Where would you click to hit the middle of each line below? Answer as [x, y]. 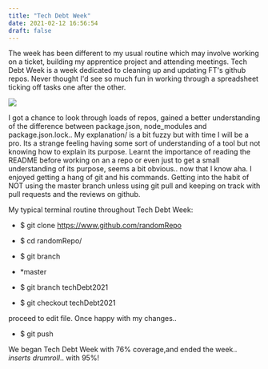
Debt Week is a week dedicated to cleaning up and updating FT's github [127, 70]
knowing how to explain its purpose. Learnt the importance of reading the [130, 152]
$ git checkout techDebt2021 [68, 303]
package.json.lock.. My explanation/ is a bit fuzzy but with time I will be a [129, 135]
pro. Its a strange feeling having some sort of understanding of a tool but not [134, 143]
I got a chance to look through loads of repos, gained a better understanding [134, 118]
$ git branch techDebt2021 [64, 287]
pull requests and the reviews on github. [74, 195]
